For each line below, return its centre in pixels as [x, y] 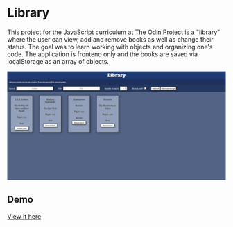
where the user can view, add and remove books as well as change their [110, 39]
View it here [24, 216]
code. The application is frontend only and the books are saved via [103, 54]
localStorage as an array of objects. [58, 61]
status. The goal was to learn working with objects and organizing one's [110, 47]
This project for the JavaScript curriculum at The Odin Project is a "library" [114, 32]
